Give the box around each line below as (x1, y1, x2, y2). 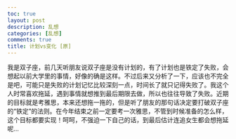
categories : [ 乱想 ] (7, 29, 63, 37)
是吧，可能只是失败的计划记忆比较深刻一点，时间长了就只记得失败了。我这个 (7, 81, 229, 88)
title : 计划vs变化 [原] (7, 43, 72, 50)
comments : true (7, 37, 52, 44)
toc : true (7, 10, 37, 18)
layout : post (7, 17, 46, 24)
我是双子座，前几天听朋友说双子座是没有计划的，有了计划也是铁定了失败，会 (7, 63, 229, 71)
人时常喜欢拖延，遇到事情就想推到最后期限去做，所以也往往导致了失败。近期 (7, 89, 229, 98)
